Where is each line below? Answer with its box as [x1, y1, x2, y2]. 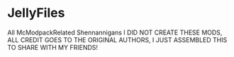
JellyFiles [7, 5, 65, 21]
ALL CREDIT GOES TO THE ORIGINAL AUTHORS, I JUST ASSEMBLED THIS [7, 35, 228, 44]
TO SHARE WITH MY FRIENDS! [7, 43, 98, 51]
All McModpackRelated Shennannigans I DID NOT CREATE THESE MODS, [7, 28, 223, 37]
